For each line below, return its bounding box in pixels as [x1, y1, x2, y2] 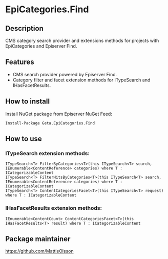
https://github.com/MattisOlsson [5, 248, 74, 254]
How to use [5, 135, 42, 143]
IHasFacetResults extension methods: [5, 205, 102, 212]
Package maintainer [5, 234, 71, 243]
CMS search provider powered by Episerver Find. [12, 71, 117, 77]
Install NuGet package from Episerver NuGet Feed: [5, 111, 113, 117]
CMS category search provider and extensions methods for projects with [5, 37, 159, 44]
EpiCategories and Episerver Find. [5, 43, 77, 49]
